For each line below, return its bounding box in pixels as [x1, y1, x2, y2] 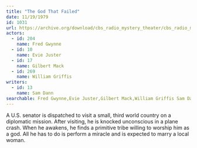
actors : [6, 30, 25, 36]
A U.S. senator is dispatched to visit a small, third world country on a [6, 112, 171, 119]
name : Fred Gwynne [16, 42, 62, 47]
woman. [6, 136, 26, 143]
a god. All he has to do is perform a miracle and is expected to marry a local [6, 130, 189, 137]
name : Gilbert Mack [16, 63, 64, 69]
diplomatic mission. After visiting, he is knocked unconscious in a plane [6, 118, 178, 125]
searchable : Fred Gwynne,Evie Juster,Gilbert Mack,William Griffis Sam [6, 95, 185, 101]
